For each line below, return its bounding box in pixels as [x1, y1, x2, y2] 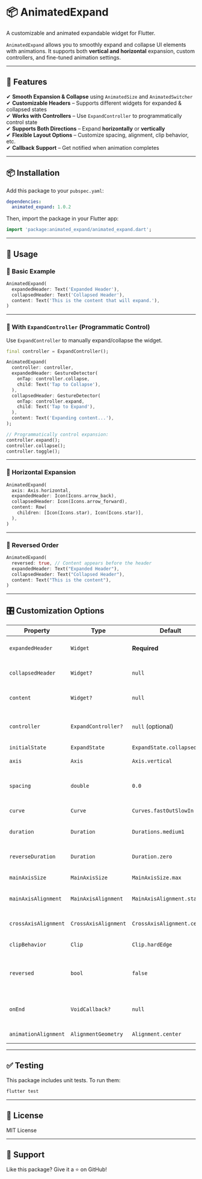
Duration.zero [132, 853, 173, 860]
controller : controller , [11, 365, 74, 371]
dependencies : [6, 199, 42, 205]
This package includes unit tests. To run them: [6, 1076, 121, 1084]
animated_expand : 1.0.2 [11, 204, 71, 210]
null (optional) [132, 722, 174, 731]
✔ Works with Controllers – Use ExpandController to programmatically [6, 112, 182, 119]
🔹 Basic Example [6, 267, 56, 275]
